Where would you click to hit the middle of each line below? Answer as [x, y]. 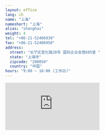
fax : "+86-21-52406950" [30, 43]
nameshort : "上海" [24, 24]
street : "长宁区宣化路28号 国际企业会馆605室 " [55, 52]
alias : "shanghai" [24, 29]
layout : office [21, 10]
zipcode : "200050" [29, 62]
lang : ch [14, 15]
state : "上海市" [26, 57]
